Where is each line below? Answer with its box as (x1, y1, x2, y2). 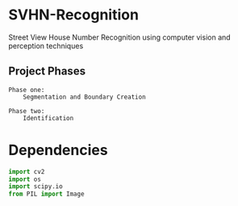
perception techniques (8, 40, 84, 50)
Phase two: (8, 107, 45, 115)
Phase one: (8, 86, 45, 94)
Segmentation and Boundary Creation (23, 93, 147, 101)
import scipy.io (8, 183, 63, 191)
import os (8, 175, 42, 183)
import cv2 (8, 167, 45, 175)
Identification (23, 114, 74, 122)
